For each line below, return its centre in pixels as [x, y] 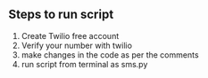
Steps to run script [61, 15]
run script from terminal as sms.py [84, 64]
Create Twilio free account [70, 35]
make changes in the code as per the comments [110, 55]
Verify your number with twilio [77, 45]
